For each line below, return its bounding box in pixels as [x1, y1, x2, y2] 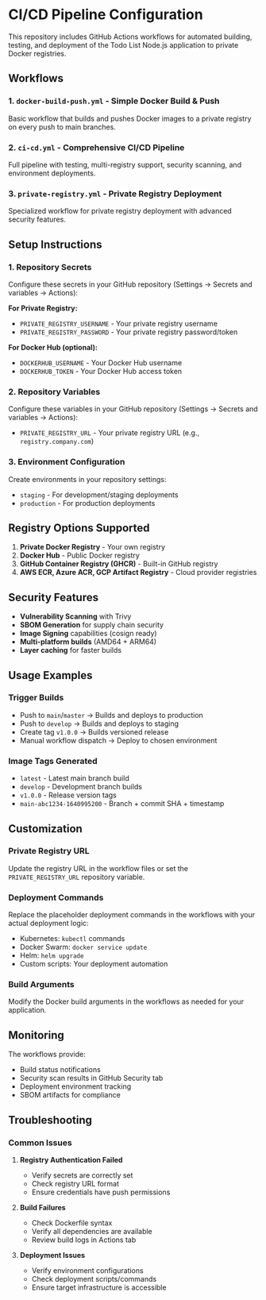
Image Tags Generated [8, 755, 98, 766]
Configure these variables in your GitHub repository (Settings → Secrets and [8, 404, 258, 414]
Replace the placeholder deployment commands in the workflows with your [8, 910, 256, 920]
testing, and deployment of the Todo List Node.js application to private [8, 40, 239, 49]
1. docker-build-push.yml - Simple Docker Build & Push [8, 95, 220, 106]
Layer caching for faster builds [19, 646, 121, 655]
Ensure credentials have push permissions [31, 1187, 171, 1197]
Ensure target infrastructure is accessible [31, 1283, 167, 1292]
